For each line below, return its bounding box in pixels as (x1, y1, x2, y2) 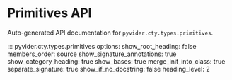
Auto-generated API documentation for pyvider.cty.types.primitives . (7, 28, 214, 37)
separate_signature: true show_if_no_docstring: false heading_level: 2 (7, 64, 210, 73)
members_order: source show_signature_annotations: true (7, 50, 177, 58)
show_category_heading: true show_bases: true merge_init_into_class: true (7, 57, 226, 65)
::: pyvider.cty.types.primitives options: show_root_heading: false (7, 42, 197, 50)
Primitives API (7, 5, 92, 21)
